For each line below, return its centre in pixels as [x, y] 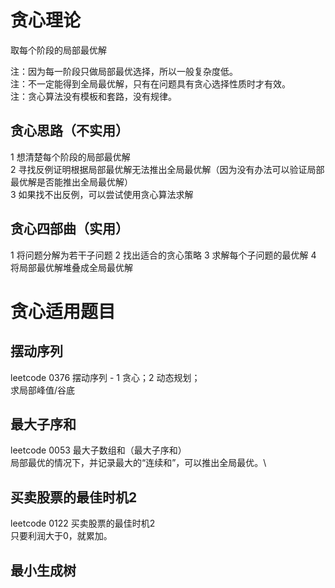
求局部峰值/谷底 [43, 390]
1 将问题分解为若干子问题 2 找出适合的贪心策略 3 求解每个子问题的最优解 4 [163, 255]
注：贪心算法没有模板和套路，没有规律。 [93, 96]
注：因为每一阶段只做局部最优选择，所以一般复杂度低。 [124, 71]
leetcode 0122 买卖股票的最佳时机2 [83, 523]
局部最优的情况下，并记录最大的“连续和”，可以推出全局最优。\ [138, 463]
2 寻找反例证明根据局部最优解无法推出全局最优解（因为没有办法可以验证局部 [167, 169]
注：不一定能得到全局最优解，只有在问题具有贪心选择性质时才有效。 [150, 83]
